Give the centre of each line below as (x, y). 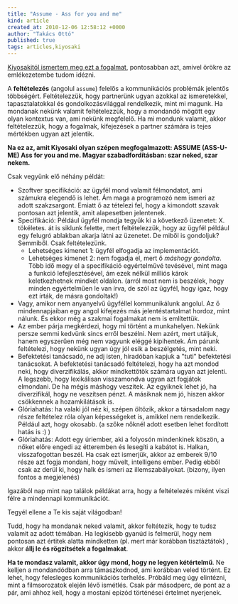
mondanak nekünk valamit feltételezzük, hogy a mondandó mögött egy (111, 111)
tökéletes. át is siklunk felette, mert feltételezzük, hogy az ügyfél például (123, 228)
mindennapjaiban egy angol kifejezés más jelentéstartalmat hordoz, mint (124, 311)
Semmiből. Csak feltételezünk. (62, 243)
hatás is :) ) (34, 432)
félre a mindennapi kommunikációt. (59, 498)
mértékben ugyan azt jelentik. (51, 134)
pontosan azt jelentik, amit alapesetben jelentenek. (92, 213)
